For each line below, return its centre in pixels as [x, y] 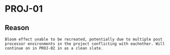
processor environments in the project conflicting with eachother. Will [85, 44]
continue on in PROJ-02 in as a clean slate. [54, 48]
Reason [17, 28]
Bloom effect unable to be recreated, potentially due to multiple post [84, 39]
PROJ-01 [24, 9]
